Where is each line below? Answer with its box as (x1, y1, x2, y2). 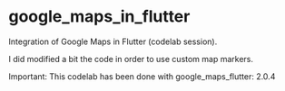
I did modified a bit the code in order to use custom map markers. (8, 53, 254, 64)
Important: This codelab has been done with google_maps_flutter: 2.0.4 (8, 70, 276, 82)
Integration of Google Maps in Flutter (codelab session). (8, 36, 218, 47)
